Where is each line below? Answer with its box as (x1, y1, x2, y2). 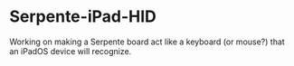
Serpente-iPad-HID (9, 6, 156, 27)
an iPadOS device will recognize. (9, 45, 132, 56)
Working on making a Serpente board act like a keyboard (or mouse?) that (9, 36, 285, 47)
